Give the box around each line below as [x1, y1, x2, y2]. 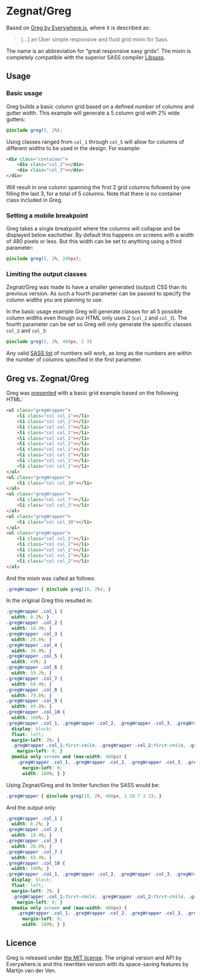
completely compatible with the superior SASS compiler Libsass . [6, 53, 166, 61]
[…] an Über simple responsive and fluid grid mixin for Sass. [20, 35, 169, 43]
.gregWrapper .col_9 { [6, 698, 63, 704]
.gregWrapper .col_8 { [6, 686, 63, 693]
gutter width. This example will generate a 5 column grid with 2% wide [6, 109, 180, 116]
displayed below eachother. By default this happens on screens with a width [6, 231, 194, 238]
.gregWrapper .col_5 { [6, 653, 63, 659]
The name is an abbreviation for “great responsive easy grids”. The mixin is [6, 47, 191, 55]
